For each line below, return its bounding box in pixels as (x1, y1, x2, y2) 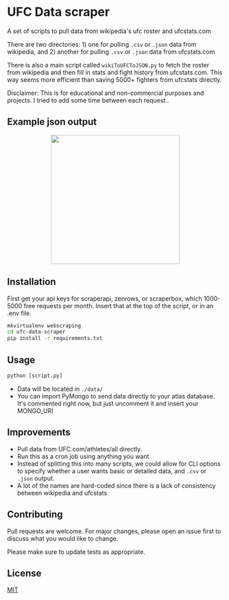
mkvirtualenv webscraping (7, 322, 81, 329)
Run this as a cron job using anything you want (16, 452, 149, 460)
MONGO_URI (16, 407, 53, 415)
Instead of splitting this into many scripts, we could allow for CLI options (16, 459, 221, 468)
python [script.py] (7, 372, 63, 379)
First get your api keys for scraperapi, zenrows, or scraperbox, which (7, 294, 202, 303)
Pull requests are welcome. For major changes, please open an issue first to (7, 527, 221, 535)
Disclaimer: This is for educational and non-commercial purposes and (7, 89, 204, 97)
